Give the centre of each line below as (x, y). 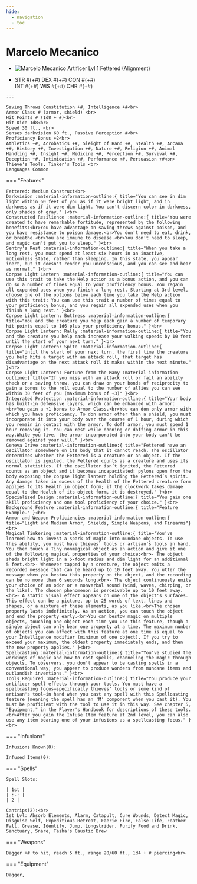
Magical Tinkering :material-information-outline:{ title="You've (89, 534)
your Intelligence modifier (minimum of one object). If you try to (92, 638)
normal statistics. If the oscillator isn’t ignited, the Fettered (91, 466)
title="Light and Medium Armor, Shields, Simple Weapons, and (84, 523)
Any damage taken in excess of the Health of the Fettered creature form (99, 482)
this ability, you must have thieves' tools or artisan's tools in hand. (99, 544)
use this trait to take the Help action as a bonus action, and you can (97, 280)
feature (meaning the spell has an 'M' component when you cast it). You (99, 700)
